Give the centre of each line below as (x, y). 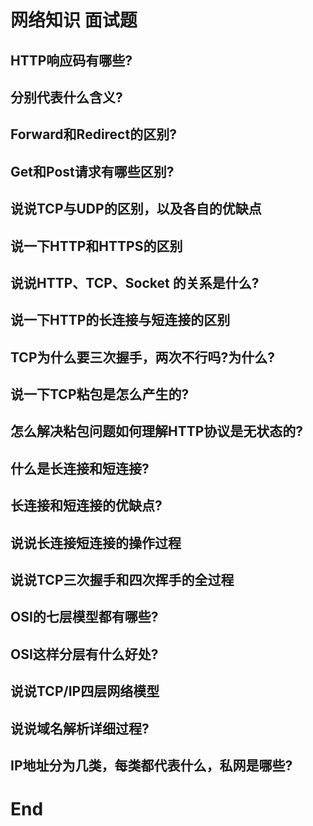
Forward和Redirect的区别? (93, 134)
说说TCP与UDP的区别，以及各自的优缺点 (136, 209)
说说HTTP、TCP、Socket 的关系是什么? (135, 282)
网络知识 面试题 (74, 20)
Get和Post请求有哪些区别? (92, 171)
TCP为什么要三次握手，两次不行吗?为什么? (142, 357)
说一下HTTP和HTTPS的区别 (96, 246)
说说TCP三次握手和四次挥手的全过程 (122, 580)
